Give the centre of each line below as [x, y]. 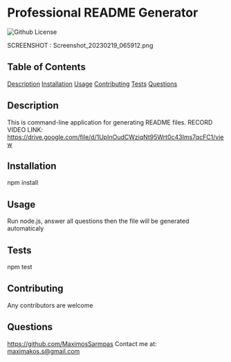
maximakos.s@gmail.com [44, 351]
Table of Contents [47, 67]
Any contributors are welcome [50, 305]
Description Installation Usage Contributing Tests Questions [92, 84]
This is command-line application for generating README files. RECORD [110, 122]
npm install [23, 183]
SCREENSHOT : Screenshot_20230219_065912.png [80, 45]
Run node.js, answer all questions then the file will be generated [98, 221]
